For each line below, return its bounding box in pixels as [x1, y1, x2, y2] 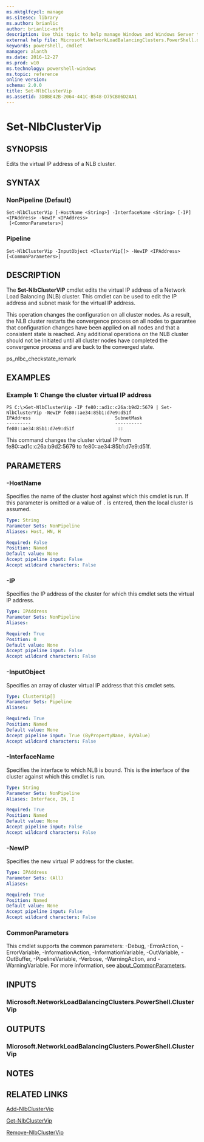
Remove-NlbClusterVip [6, 1129, 64, 1137]
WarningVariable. [6, 961, 50, 969]
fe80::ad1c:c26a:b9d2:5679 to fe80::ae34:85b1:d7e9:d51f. [6, 443, 152, 450]
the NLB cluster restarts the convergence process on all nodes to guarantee [6, 317, 196, 325]
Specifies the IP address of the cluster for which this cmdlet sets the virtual [6, 590, 194, 597]
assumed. [6, 505, 31, 512]
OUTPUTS [6, 1024, 46, 1034]
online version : [6, 77, 47, 83]
